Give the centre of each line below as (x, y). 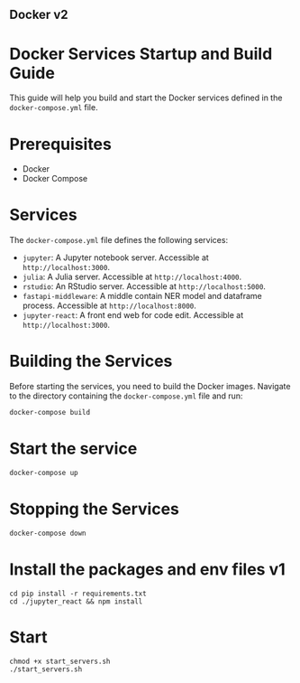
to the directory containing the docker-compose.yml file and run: (126, 396)
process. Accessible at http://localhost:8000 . (109, 305)
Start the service (73, 449)
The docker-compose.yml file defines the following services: (118, 240)
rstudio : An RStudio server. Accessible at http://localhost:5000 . (144, 286)
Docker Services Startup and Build (141, 54)
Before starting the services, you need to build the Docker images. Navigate (150, 387)
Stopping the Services (95, 509)
